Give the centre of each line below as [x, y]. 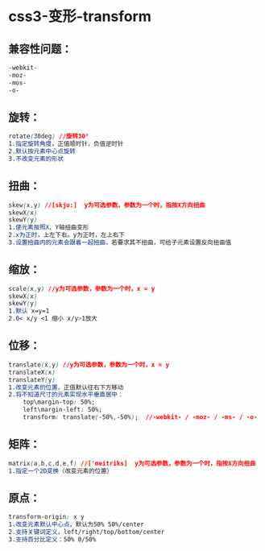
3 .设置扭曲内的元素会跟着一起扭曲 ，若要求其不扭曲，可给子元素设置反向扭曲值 [120, 242]
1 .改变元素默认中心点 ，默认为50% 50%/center [77, 524]
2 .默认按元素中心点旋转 [42, 151]
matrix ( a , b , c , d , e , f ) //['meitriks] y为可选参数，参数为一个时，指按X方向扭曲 [132, 463]
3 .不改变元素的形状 [36, 159]
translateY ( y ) [32, 379]
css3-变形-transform [80, 17]
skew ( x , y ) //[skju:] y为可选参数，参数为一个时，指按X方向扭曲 [107, 205]
